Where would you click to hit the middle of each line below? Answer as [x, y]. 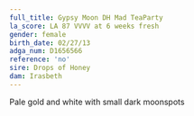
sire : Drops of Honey [50, 68]
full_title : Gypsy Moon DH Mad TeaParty [87, 18]
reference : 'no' [40, 59]
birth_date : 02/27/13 [50, 43]
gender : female [38, 34]
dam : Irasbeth [36, 76]
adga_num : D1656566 [46, 51]
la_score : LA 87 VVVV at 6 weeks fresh [84, 26]
